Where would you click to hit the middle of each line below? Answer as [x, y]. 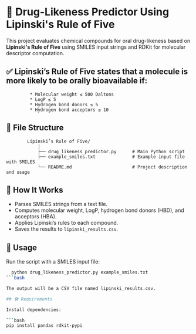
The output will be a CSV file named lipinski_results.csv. [81, 288]
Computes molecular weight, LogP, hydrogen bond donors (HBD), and [99, 210]
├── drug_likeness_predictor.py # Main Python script [111, 151]
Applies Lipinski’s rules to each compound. [66, 223]
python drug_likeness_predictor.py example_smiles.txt [80, 272]
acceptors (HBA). [36, 217]
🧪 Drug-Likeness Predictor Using [87, 12]
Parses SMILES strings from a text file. [61, 204]
